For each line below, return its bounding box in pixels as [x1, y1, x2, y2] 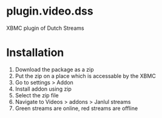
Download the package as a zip [15, 66, 94, 73]
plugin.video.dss [6, 4, 93, 18]
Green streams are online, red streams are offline [15, 105, 138, 112]
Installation [6, 46, 64, 60]
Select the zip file [15, 91, 59, 99]
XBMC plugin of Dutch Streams [6, 24, 84, 32]
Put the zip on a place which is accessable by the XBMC [15, 72, 156, 80]
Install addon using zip [15, 85, 72, 92]
